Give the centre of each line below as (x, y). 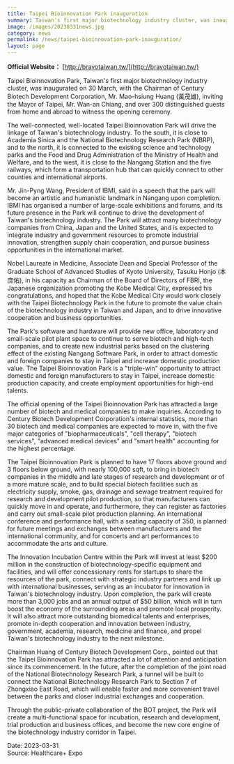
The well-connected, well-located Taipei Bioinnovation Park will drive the (112, 125)
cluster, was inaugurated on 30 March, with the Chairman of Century (106, 88)
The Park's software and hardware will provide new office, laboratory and (113, 331)
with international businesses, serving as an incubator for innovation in (109, 587)
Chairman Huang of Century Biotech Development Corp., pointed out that (112, 652)
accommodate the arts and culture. (57, 543)
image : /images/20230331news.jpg (56, 26)
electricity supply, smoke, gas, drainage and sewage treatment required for (115, 491)
